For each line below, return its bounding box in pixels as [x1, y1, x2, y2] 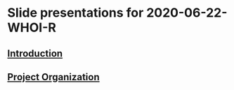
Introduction [7, 47, 63, 59]
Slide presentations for [7, 5, 144, 21]
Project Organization [7, 71, 100, 83]
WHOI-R [7, 20, 56, 36]
